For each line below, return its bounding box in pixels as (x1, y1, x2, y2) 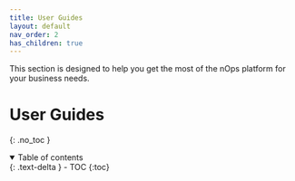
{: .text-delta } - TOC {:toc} (9, 162, 111, 173)
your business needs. (9, 73, 90, 84)
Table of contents (17, 152, 84, 163)
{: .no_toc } (9, 135, 51, 146)
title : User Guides (9, 13, 84, 23)
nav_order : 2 (9, 30, 59, 39)
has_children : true (9, 38, 84, 48)
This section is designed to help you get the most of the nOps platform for (9, 63, 286, 74)
